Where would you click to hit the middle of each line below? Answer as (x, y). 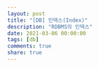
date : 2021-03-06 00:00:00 (47, 33)
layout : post (26, 14)
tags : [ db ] (23, 40)
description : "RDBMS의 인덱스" (50, 27)
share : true (25, 53)
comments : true (29, 46)
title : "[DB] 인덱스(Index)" (48, 20)
